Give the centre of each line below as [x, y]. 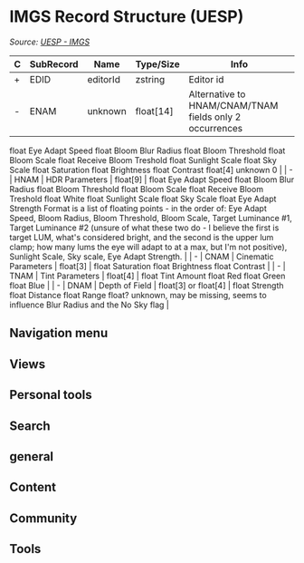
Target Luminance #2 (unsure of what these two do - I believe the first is [144, 228]
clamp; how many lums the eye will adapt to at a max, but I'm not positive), [148, 247]
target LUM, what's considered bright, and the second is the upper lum [142, 237]
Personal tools [51, 395]
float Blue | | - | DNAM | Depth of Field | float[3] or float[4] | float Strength [147, 285]
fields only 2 [215, 117]
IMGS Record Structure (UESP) [127, 17]
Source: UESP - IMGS [50, 42]
